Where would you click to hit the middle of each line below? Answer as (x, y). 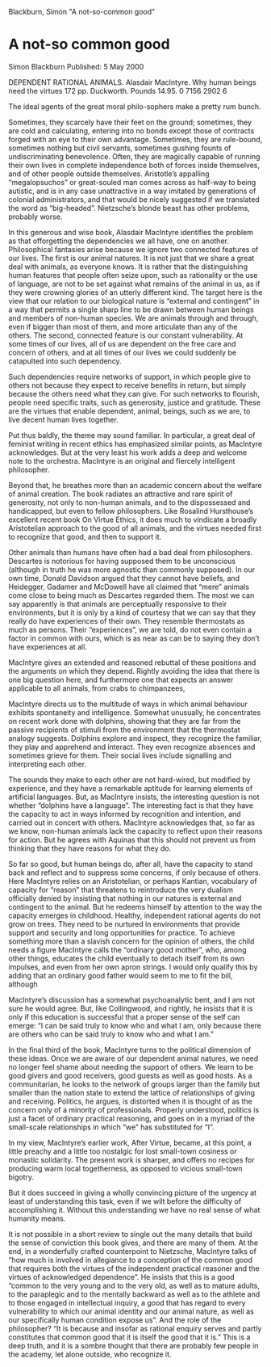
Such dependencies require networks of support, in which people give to (130, 376)
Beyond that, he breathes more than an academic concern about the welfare (135, 485)
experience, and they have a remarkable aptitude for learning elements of (131, 788)
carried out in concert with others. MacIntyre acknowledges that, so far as (132, 822)
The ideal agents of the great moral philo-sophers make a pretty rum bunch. (135, 106)
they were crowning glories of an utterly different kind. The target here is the (135, 292)
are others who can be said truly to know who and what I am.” (111, 1034)
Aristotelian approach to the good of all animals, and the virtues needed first (135, 528)
